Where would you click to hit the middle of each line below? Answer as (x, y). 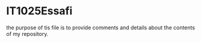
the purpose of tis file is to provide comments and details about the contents (100, 27)
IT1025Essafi (40, 11)
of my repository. (27, 33)
